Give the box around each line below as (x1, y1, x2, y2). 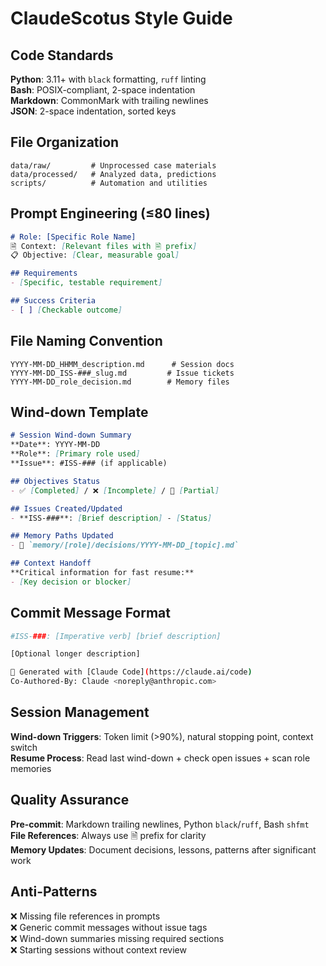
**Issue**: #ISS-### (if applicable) (10, 458, 168, 468)
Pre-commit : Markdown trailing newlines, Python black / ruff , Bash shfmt (10, 818, 310, 830)
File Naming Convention (10, 333, 163, 350)
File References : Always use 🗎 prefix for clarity (10, 829, 207, 841)
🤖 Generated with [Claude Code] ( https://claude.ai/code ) (10, 667, 253, 677)
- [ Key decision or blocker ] (10, 577, 132, 587)
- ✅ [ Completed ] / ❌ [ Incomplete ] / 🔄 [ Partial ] (10, 485, 220, 496)
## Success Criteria (10, 296, 97, 306)
